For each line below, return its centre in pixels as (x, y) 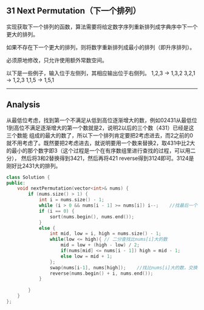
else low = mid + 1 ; (87, 256)
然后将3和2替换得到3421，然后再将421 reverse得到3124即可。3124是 (107, 158)
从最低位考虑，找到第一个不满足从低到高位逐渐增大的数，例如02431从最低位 (102, 120)
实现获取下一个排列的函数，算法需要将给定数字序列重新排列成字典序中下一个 (102, 27)
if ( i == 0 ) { (56, 211)
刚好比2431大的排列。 (34, 165)
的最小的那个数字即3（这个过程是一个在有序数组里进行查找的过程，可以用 (98, 150)
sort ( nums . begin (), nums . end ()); (92, 217)
